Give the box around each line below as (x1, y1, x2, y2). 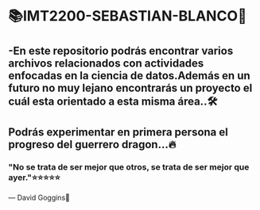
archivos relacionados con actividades (8, 56, 204, 70)
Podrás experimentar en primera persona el (8, 125, 228, 139)
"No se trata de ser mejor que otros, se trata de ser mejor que (8, 161, 250, 172)
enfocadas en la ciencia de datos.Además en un (8, 69, 250, 82)
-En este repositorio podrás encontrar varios (8, 44, 234, 57)
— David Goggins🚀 (8, 193, 70, 203)
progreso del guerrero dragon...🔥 (8, 137, 177, 151)
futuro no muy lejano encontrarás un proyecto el (8, 81, 253, 94)
